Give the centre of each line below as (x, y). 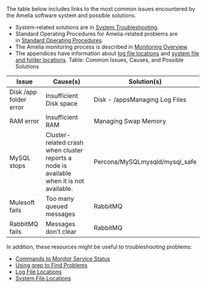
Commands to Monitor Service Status (63, 259)
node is (56, 165)
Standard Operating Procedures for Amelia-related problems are (96, 34)
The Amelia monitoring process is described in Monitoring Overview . (102, 47)
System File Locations (43, 278)
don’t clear (61, 232)
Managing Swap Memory (130, 121)
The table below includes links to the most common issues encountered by (101, 9)
